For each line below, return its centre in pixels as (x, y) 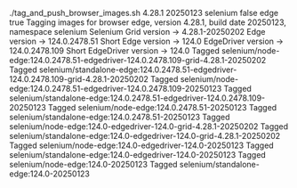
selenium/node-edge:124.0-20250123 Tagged (93, 164)
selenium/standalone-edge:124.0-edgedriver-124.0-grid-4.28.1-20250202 (145, 136)
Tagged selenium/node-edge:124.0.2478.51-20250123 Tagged (162, 107)
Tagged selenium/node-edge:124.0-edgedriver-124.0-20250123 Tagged (141, 145)
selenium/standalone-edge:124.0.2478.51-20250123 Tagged (120, 117)
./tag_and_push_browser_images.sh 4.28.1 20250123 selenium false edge (144, 13)
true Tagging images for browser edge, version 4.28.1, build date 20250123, (148, 22)
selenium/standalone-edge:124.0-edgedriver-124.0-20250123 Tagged (138, 155)
